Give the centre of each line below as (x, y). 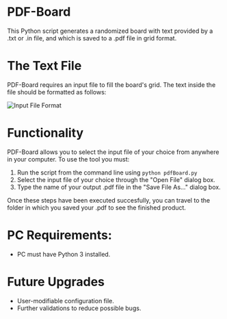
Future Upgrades (56, 282)
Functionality (45, 133)
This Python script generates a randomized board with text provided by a (110, 31)
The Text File (44, 66)
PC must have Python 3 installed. (64, 254)
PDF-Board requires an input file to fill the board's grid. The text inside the (111, 85)
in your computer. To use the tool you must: (68, 159)
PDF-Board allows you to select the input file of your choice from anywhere (113, 152)
